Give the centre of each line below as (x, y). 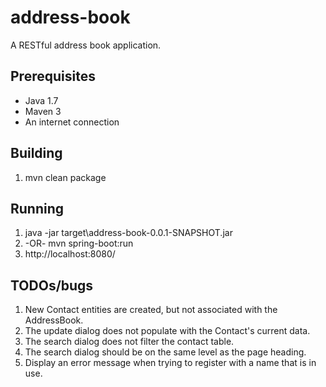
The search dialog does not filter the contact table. (129, 342)
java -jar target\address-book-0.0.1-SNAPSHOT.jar (128, 233)
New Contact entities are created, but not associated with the (151, 310)
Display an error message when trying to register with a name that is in (170, 363)
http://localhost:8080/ (70, 254)
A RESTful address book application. (86, 45)
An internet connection (72, 122)
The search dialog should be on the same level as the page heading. (165, 352)
